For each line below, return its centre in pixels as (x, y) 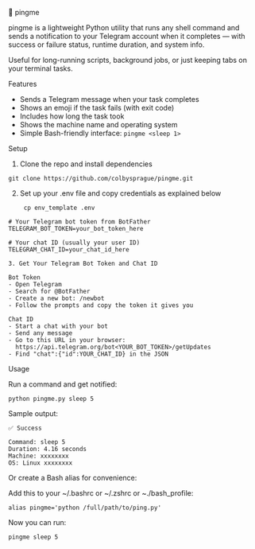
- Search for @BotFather (49, 291)
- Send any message (41, 333)
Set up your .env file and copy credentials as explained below (120, 193)
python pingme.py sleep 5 (51, 399)
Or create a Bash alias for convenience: (73, 478)
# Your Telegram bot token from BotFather (79, 222)
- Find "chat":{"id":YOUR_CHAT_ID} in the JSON (89, 354)
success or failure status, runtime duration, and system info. (106, 45)
